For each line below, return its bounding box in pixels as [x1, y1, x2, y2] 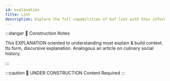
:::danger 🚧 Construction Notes [5, 30, 70, 36]
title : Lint [5, 12, 30, 17]
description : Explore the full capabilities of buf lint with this [5, 16, 151, 21]
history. [5, 50, 21, 56]
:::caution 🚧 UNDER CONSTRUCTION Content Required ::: [5, 70, 125, 76]
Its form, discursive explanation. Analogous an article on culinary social [5, 45, 154, 51]
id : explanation [5, 7, 39, 12]
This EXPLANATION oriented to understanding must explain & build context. [5, 40, 163, 46]
